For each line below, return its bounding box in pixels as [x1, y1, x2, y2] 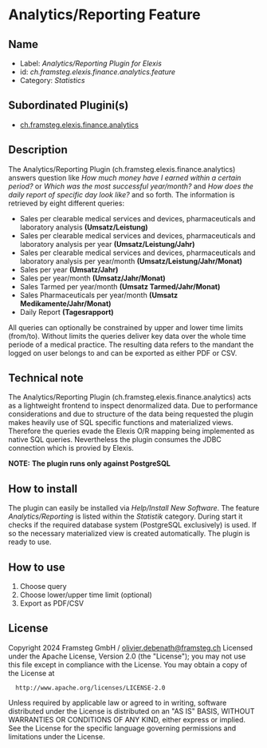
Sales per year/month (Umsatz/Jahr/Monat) [19, 273, 166, 283]
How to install [8, 482, 78, 495]
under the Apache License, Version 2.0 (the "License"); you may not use [8, 651, 246, 661]
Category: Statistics [19, 76, 85, 85]
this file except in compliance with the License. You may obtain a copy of [8, 659, 248, 669]
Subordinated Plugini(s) [8, 98, 129, 113]
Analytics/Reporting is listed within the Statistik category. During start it [8, 511, 243, 521]
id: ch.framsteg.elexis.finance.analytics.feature [19, 67, 176, 77]
